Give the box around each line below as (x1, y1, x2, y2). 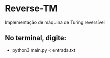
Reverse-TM (5, 3, 58, 14)
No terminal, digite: (5, 34, 67, 42)
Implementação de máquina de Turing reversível (5, 19, 105, 25)
